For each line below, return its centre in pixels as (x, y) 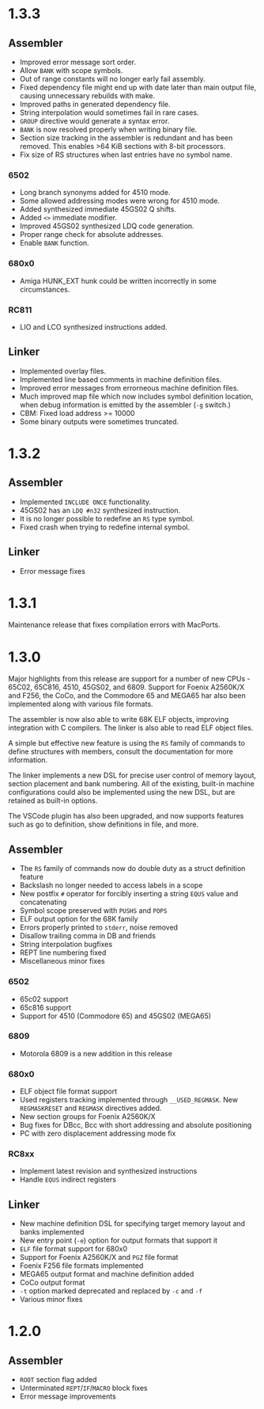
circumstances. (45, 289)
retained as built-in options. (53, 800)
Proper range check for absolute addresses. (91, 235)
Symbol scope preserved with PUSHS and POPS (93, 911)
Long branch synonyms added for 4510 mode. (95, 193)
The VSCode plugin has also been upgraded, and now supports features (126, 816)
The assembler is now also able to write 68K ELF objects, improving (119, 720)
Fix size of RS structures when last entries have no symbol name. (126, 155)
